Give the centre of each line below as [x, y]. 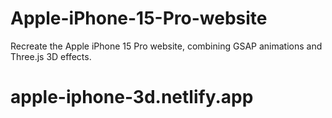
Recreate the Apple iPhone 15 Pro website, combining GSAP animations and [166, 46]
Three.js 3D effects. [51, 56]
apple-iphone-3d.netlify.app [132, 97]
